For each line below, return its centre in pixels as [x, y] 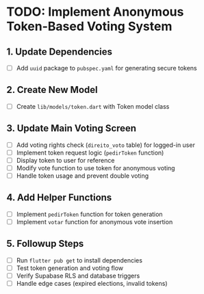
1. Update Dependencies [60, 52]
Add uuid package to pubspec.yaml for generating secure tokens [106, 68]
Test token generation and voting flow [70, 268]
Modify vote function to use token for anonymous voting [95, 168]
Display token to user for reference [65, 160]
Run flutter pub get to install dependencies [79, 260]
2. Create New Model [52, 90]
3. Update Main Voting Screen [72, 128]
